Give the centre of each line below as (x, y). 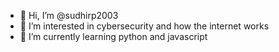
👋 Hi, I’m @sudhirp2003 (69, 15)
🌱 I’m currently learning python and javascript (113, 36)
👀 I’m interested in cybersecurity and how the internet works (144, 26)
